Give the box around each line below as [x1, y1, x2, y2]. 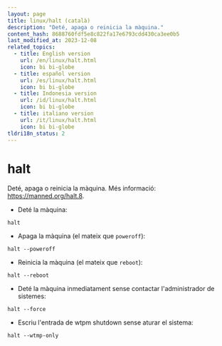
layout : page [7, 10, 46, 18]
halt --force [7, 306, 46, 313]
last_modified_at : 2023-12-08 [7, 37, 97, 44]
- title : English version [14, 51, 91, 58]
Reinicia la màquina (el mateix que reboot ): [17, 258, 143, 267]
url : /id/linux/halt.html [20, 97, 97, 104]
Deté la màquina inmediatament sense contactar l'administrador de [17, 285, 215, 293]
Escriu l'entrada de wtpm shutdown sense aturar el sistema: [17, 318, 194, 327]
